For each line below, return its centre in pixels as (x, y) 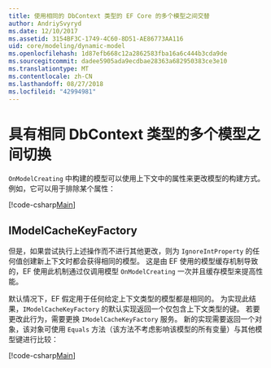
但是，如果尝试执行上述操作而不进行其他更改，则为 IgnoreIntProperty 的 (131, 251)
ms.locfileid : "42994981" (52, 91)
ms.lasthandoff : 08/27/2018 (56, 84)
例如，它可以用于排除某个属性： (62, 188)
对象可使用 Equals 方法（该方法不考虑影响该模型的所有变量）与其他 (142, 329)
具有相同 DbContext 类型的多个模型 (127, 134)
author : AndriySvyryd (45, 24)
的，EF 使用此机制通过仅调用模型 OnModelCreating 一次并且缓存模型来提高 (132, 271)
